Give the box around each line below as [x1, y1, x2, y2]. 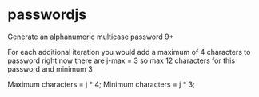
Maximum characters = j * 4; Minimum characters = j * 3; [7, 80, 195, 89]
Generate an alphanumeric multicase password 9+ [7, 32, 174, 41]
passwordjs [7, 6, 87, 24]
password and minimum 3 [7, 64, 93, 73]
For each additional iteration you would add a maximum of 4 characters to [7, 47, 251, 56]
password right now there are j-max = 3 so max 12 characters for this [7, 56, 236, 65]
